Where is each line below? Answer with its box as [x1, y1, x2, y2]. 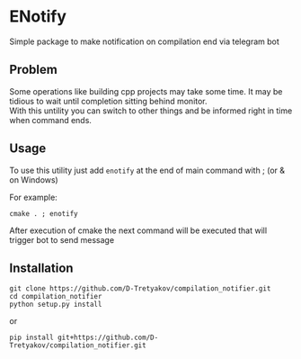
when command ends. [9, 114, 93, 125]
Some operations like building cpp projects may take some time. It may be [9, 85, 283, 96]
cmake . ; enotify [9, 209, 78, 218]
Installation [9, 260, 74, 275]
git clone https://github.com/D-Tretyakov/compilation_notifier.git [9, 284, 271, 293]
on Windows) [9, 174, 58, 185]
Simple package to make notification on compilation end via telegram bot [9, 36, 280, 47]
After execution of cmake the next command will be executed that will [9, 225, 268, 236]
